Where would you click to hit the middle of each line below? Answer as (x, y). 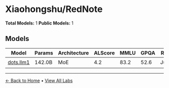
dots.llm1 (19, 62)
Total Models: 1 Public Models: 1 (39, 23)
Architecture (73, 52)
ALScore (104, 52)
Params (44, 52)
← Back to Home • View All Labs (39, 80)
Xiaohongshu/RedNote (54, 9)
